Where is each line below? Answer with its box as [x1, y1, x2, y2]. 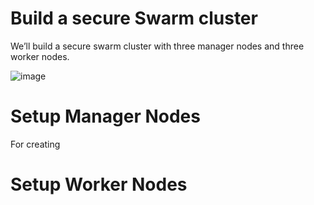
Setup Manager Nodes [10, 105, 201, 128]
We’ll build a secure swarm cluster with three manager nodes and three [10, 40, 305, 52]
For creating [10, 138, 61, 150]
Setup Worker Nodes [10, 173, 188, 196]
